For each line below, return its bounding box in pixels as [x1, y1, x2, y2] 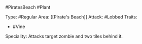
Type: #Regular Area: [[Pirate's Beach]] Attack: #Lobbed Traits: [5, 14, 137, 19]
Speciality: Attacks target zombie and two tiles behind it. [5, 33, 123, 39]
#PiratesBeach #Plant [5, 4, 51, 10]
